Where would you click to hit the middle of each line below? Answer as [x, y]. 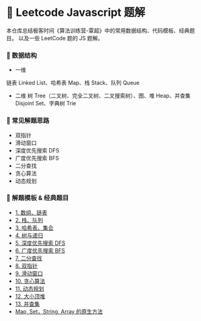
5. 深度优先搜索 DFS [40, 243]
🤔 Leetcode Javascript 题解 [76, 12]
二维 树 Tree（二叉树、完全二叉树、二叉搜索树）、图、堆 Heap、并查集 [103, 96]
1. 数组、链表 [31, 212]
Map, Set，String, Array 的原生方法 [59, 311]
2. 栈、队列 [29, 220]
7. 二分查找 [29, 258]
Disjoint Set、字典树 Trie [46, 104]
